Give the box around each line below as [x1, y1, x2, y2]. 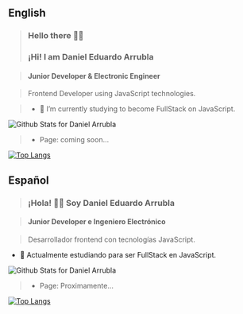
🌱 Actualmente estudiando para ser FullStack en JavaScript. [19, 250, 217, 259]
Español [8, 173, 49, 187]
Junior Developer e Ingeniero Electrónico [27, 217, 166, 227]
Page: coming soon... [39, 135, 110, 145]
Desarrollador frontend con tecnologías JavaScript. [27, 235, 196, 244]
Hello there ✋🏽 [27, 30, 84, 41]
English [8, 6, 46, 20]
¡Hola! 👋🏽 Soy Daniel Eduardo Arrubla [27, 197, 175, 208]
